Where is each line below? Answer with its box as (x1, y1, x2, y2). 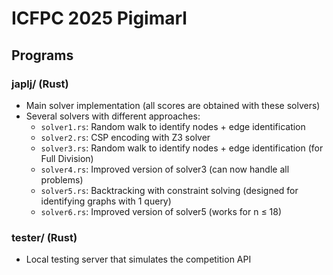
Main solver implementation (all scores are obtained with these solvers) (25, 99, 321, 111)
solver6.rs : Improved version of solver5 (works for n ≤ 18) (40, 205, 283, 217)
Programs (11, 47, 74, 64)
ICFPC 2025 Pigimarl (11, 7, 188, 30)
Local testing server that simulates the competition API (25, 253, 252, 266)
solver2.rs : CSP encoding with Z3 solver (40, 131, 211, 143)
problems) (40, 173, 84, 186)
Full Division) (40, 152, 94, 164)
